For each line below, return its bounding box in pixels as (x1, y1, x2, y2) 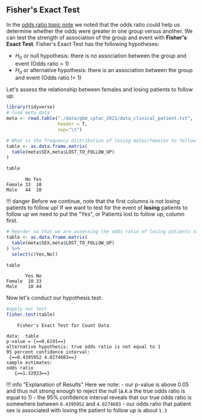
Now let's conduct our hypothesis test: (6, 294, 103, 302)
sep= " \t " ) (57, 127, 83, 133)
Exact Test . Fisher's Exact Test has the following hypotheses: (6, 40, 159, 47)
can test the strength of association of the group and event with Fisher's (6, 33, 187, 41)
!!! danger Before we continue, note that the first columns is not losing (6, 198, 180, 205)
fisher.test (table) (6, 312, 56, 318)
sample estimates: (6, 360, 53, 366)
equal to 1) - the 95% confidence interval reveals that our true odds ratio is (6, 394, 192, 401)
